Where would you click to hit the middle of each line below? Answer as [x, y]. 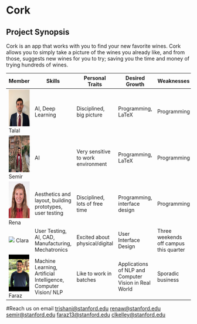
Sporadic [168, 273]
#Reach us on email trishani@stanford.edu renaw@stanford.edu [84, 309]
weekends [170, 237]
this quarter [171, 249]
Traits [95, 84]
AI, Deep [45, 108]
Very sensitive [94, 151]
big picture [89, 115]
